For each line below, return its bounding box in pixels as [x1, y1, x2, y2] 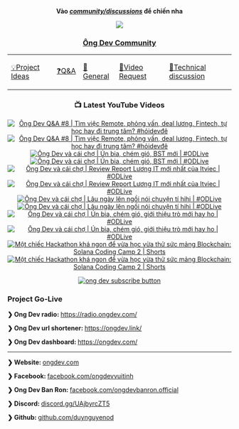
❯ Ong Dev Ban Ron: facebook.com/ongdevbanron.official [7, 385, 179, 393]
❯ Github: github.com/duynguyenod [7, 413, 115, 421]
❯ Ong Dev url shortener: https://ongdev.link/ [7, 323, 142, 332]
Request [119, 71, 147, 81]
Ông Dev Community [83, 38, 156, 48]
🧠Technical [169, 63, 206, 72]
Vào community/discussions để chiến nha [55, 7, 184, 15]
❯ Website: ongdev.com [7, 358, 80, 366]
